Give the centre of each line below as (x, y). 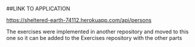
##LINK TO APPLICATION (38, 9)
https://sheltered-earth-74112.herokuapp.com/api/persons (79, 20)
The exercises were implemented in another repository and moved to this (97, 32)
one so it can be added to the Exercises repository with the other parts (94, 38)
